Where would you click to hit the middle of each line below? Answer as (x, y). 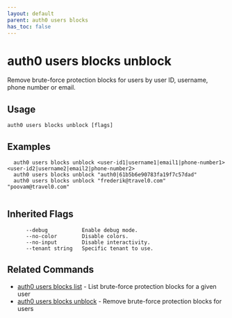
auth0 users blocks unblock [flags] (60, 126)
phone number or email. (42, 87)
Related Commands (51, 270)
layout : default (31, 14)
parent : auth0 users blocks (48, 20)
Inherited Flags (41, 214)
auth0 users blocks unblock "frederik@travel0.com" (90, 181)
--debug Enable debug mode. (82, 230)
